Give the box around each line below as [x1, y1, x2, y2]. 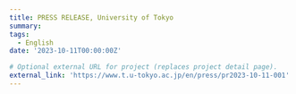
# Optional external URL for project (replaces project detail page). [9, 63, 278, 72]
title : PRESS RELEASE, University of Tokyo [9, 13, 174, 22]
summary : [9, 21, 42, 30]
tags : [9, 30, 30, 38]
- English [17, 38, 54, 47]
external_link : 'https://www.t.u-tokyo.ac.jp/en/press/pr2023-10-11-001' [9, 71, 291, 81]
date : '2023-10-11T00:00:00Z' [9, 47, 123, 56]
